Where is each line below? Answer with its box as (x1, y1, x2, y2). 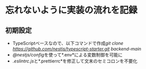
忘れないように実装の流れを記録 (5, 4, 137, 16)
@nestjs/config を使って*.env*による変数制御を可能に (12, 52, 123, 57)
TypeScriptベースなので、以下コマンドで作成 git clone (12, 40, 123, 46)
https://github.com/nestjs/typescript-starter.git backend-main (12, 46, 141, 51)
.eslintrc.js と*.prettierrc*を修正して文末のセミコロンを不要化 (12, 58, 137, 64)
